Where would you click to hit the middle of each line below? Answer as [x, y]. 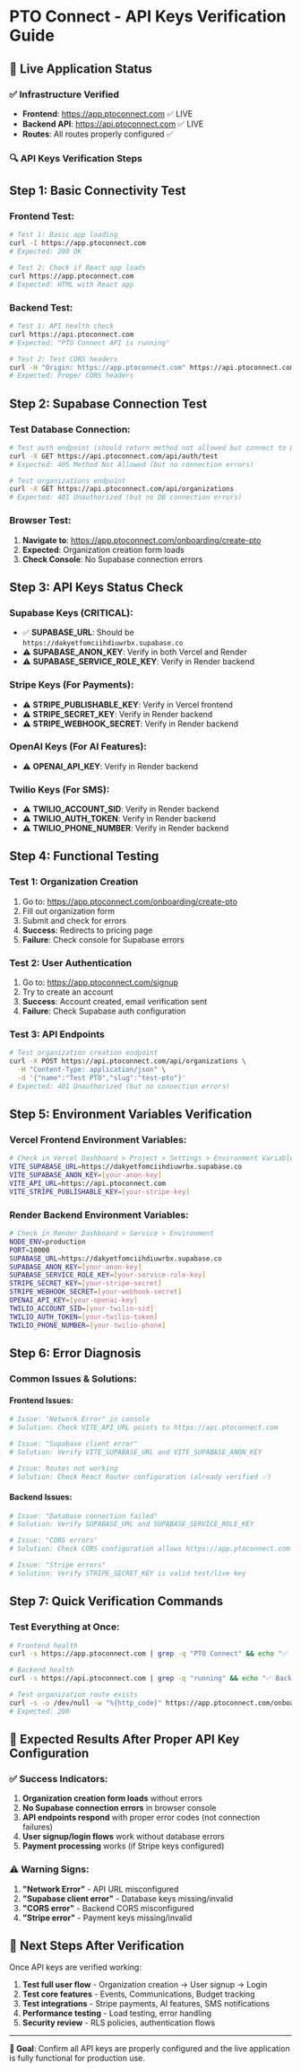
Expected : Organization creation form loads [103, 549]
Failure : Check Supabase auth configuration [104, 1011]
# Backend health [42, 1670]
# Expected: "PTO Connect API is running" [90, 343]
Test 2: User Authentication [71, 962]
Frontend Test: [42, 216]
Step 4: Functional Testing [84, 856]
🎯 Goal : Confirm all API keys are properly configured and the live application [150, 2049]
